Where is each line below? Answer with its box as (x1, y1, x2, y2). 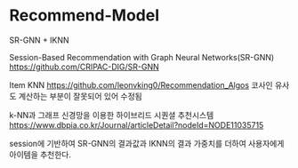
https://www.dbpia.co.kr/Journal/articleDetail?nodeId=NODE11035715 (9, 119, 264, 130)
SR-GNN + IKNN (9, 35, 69, 45)
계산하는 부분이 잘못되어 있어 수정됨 (18, 91, 142, 101)
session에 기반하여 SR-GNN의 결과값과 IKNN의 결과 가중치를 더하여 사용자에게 (9, 138, 285, 148)
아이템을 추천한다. (9, 148, 72, 160)
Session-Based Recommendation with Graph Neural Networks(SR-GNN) (9, 52, 275, 62)
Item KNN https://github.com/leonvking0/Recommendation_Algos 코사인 (9, 79, 273, 90)
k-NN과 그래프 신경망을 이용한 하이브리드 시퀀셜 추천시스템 (9, 109, 214, 120)
